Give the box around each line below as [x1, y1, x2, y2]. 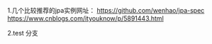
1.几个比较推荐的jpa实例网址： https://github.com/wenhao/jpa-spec [7, 6, 205, 14]
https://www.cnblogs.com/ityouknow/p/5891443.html [7, 14, 164, 23]
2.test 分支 [7, 29, 39, 37]
